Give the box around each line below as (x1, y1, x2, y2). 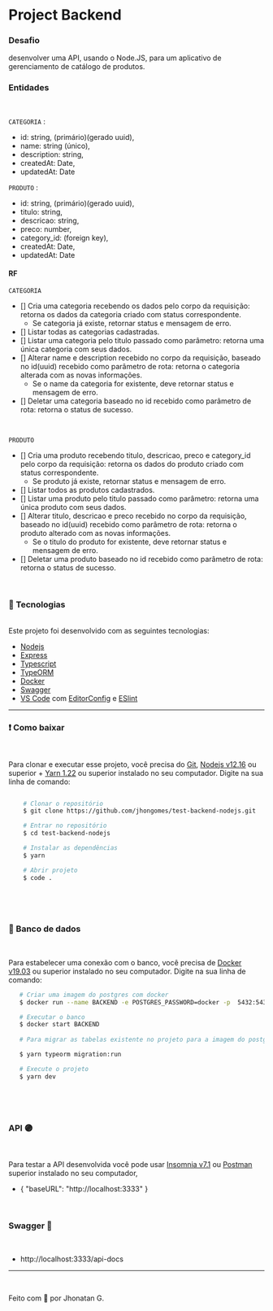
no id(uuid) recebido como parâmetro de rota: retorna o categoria (19, 361, 240, 371)
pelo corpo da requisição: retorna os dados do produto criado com (19, 459, 244, 468)
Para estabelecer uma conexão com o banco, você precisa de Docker (8, 957, 242, 967)
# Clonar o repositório (23, 799, 104, 808)
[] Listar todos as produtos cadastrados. (19, 485, 155, 494)
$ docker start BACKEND (19, 1021, 100, 1029)
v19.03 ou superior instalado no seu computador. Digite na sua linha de (8, 966, 246, 976)
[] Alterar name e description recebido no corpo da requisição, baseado (19, 352, 262, 363)
